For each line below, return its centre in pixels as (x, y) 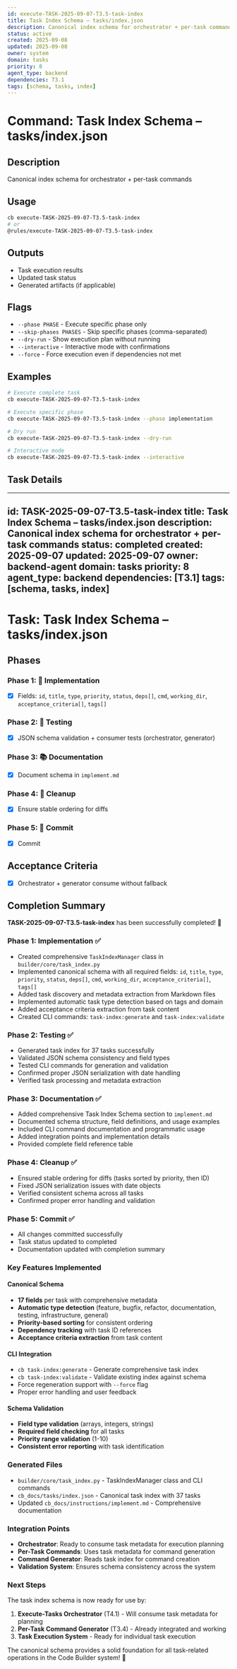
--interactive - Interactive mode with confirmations (94, 347)
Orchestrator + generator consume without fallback (92, 883)
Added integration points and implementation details (93, 1136)
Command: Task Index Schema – (105, 121)
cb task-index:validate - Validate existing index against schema (112, 1377)
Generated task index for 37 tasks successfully (86, 1050)
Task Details (35, 479)
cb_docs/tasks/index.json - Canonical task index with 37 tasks (109, 1495)
